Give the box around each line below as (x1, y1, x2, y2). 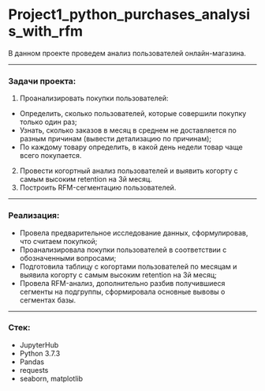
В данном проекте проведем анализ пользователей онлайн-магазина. (8, 48, 247, 58)
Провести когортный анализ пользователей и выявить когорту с (19, 166, 238, 175)
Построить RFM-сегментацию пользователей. (19, 183, 177, 193)
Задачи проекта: (8, 75, 77, 86)
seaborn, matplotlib (19, 374, 84, 383)
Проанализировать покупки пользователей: (19, 93, 169, 103)
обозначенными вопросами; (19, 253, 117, 262)
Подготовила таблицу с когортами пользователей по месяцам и (19, 261, 237, 271)
